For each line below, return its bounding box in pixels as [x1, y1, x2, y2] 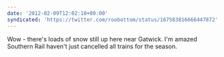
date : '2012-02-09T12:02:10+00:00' [7, 9, 109, 17]
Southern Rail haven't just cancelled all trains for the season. [7, 42, 178, 50]
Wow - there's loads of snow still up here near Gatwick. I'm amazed [7, 35, 198, 43]
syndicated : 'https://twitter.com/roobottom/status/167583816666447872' [7, 16, 219, 23]
